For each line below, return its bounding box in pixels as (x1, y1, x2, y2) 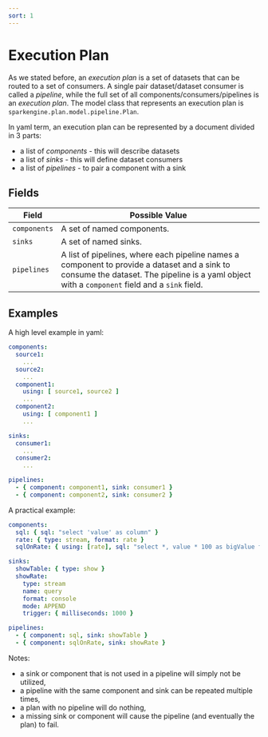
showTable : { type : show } (15, 565, 105, 573)
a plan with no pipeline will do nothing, (19, 703, 147, 712)
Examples (8, 306, 58, 320)
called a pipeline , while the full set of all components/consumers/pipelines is (8, 90, 259, 99)
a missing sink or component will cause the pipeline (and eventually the (19, 711, 255, 720)
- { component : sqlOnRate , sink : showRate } (15, 639, 166, 647)
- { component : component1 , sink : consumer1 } (15, 484, 173, 492)
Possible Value (129, 209, 187, 221)
